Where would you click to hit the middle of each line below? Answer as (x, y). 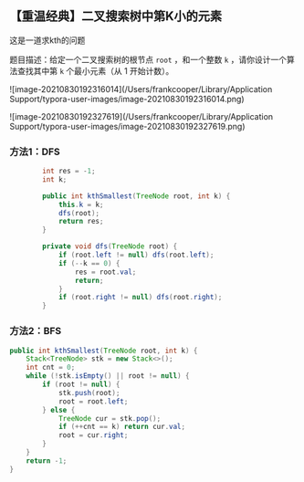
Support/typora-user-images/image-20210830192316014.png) (127, 99)
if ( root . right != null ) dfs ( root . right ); (140, 298)
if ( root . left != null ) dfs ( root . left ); (136, 255)
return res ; (81, 222)
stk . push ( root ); (89, 393)
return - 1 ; (47, 461)
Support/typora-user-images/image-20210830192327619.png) (127, 126)
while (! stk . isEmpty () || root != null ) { (108, 376)
